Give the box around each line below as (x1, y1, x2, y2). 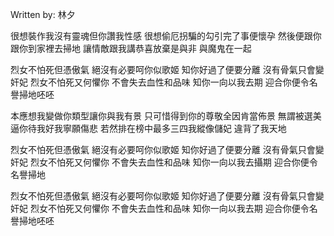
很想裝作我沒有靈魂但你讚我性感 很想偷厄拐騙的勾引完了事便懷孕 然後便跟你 (10, 30, 322, 42)
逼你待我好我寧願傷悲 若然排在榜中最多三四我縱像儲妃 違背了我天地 (10, 123, 287, 134)
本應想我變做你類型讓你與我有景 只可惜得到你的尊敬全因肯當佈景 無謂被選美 (10, 110, 322, 122)
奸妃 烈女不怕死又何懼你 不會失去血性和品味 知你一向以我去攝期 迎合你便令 (10, 156, 318, 168)
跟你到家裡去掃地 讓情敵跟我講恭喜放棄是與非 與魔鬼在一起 (10, 43, 252, 54)
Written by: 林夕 (10, 9, 76, 20)
